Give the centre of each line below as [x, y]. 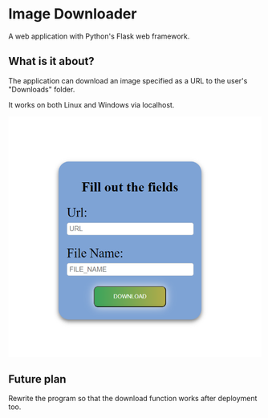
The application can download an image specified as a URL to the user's [128, 80]
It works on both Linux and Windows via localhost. [91, 104]
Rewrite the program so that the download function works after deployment [133, 399]
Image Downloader [73, 14]
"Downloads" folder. [42, 89]
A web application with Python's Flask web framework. [99, 36]
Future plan [37, 379]
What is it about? [51, 61]
